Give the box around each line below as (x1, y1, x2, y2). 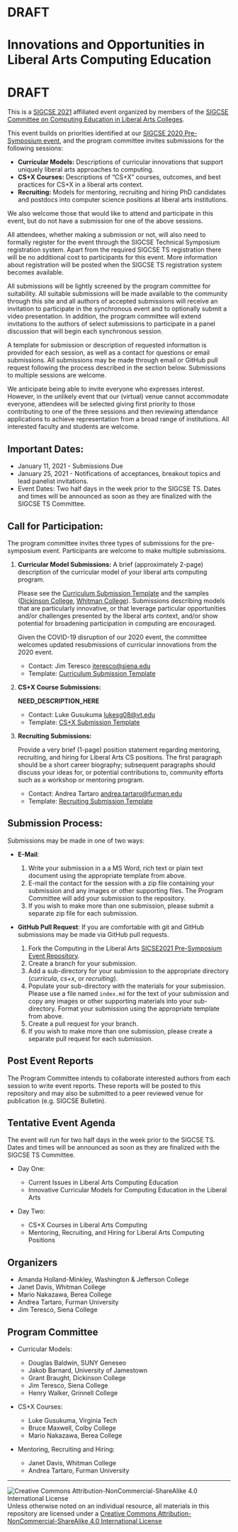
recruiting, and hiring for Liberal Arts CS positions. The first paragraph (17, 753, 222, 761)
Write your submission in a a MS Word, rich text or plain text (28, 863, 203, 872)
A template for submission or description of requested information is (7, 341, 207, 350)
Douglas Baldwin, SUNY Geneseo (28, 1359, 126, 1367)
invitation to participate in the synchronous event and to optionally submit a (7, 304, 227, 313)
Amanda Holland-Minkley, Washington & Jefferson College (17, 1275, 189, 1284)
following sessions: (7, 144, 64, 152)
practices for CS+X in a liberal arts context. (17, 180, 144, 189)
